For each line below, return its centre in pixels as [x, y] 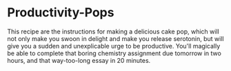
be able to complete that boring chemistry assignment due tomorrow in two [114, 53]
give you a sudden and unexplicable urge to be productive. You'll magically [114, 46]
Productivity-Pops [61, 13]
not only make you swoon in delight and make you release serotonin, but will [115, 38]
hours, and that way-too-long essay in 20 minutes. [79, 60]
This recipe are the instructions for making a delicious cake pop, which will [113, 31]
